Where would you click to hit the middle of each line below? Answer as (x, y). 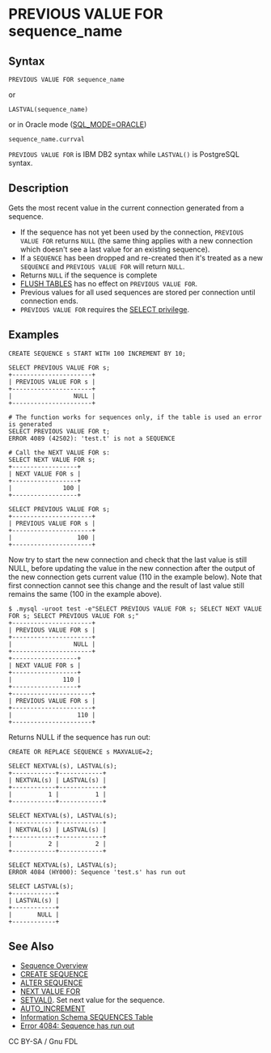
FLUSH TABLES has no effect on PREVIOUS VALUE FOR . (109, 283)
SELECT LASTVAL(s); (41, 886)
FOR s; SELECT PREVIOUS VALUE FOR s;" (74, 615)
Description (38, 188)
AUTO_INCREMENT (53, 1009)
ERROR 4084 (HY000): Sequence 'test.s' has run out (97, 872)
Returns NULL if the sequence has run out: (80, 737)
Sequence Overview (54, 966)
